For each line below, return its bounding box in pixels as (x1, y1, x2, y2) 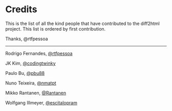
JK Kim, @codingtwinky (5, 60, 56, 66)
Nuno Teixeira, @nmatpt (5, 80, 56, 86)
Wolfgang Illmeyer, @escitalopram (5, 99, 78, 105)
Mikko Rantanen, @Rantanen (5, 90, 67, 96)
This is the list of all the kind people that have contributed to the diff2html (5, 20, 160, 26)
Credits (5, 4, 37, 15)
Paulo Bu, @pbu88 (5, 70, 45, 76)
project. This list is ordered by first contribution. (5, 25, 106, 32)
